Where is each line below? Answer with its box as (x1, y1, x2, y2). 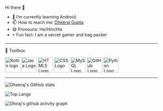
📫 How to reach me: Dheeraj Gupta (12, 19, 84, 25)
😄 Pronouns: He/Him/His (12, 27, 63, 32)
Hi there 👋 (5, 5, 25, 10)
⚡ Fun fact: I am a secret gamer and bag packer (12, 32, 108, 37)
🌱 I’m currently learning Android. (12, 14, 77, 19)
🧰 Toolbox (5, 48, 25, 53)
